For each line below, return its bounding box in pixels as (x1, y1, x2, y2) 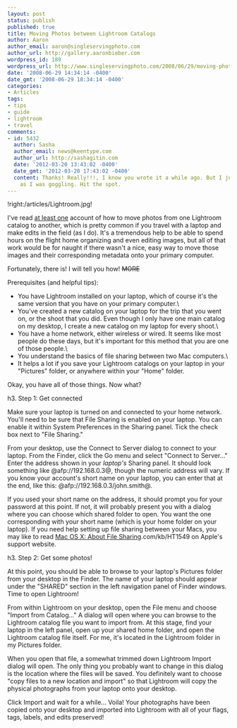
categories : (7, 82, 42, 90)
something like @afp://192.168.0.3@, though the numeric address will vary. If (7, 467, 230, 475)
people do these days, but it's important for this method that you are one (17, 337, 229, 345)
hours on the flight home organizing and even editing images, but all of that (7, 236, 226, 245)
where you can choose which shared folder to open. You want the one (7, 510, 212, 519)
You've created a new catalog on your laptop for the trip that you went (17, 307, 222, 316)
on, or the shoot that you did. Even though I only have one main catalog (17, 314, 226, 323)
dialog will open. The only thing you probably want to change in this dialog (7, 662, 224, 670)
